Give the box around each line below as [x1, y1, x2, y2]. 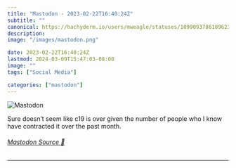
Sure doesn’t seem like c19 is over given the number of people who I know [7, 114, 223, 123]
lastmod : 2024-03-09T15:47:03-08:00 [7, 56, 114, 63]
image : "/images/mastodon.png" [7, 37, 99, 44]
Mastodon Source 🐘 [7, 138, 65, 146]
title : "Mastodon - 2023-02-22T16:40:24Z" [7, 10, 133, 18]
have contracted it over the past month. [7, 122, 122, 130]
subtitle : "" [7, 17, 46, 24]
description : [7, 30, 46, 37]
